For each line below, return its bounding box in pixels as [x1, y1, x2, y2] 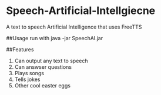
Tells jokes [14, 76, 41, 83]
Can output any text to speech [14, 57, 88, 64]
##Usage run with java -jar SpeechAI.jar [6, 34, 103, 41]
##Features [6, 45, 34, 53]
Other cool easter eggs [14, 82, 71, 89]
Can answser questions [14, 63, 72, 71]
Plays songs [14, 69, 45, 76]
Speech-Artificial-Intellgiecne [6, 4, 156, 17]
